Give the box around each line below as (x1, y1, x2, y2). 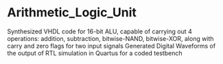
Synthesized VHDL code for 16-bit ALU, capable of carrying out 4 (7, 27, 192, 35)
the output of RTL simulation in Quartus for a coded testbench (7, 49, 183, 57)
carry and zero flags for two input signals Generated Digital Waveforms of (7, 42, 216, 50)
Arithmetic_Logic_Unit (7, 5, 137, 20)
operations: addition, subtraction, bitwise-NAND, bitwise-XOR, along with (7, 34, 214, 42)
